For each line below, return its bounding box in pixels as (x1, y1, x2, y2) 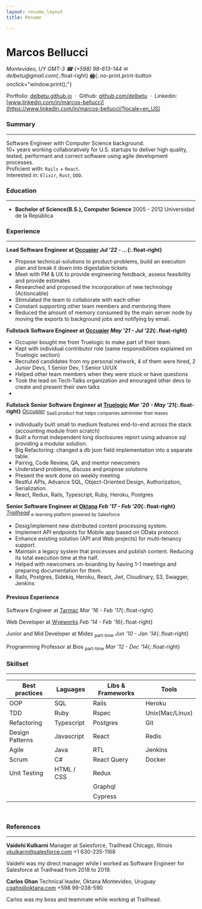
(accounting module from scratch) (14, 427, 100, 434)
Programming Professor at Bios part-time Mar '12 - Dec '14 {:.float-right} (6, 643, 180, 652)
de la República (14, 212, 54, 219)
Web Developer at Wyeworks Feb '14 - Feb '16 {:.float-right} (6, 618, 153, 625)
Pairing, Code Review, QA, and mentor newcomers (14, 459, 140, 466)
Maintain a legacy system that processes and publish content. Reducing (14, 547, 194, 555)
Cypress (93, 792, 117, 801)
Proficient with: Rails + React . (6, 165, 80, 172)
